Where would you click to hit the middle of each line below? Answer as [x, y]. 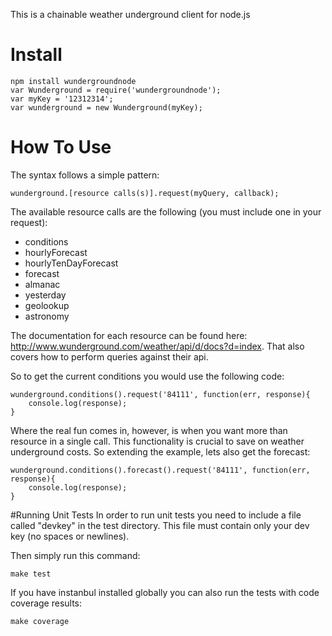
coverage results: [46, 603]
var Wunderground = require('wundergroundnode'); [116, 90]
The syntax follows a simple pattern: [85, 175]
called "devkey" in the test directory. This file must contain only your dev [160, 525]
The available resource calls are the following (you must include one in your [166, 211]
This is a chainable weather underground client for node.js [130, 14]
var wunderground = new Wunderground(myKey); [106, 107]
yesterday [45, 295]
